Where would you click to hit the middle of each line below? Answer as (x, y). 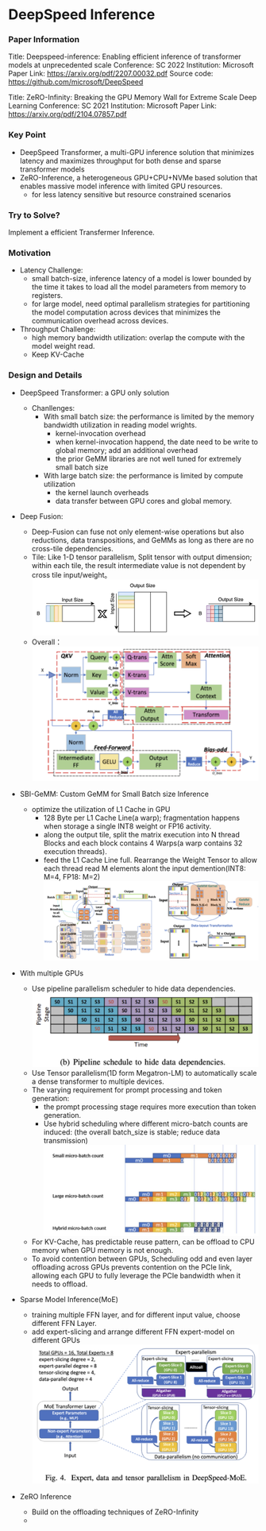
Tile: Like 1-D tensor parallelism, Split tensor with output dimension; (142, 557)
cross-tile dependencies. (72, 548)
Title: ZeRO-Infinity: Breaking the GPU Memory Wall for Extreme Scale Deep (133, 98)
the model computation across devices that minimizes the (126, 312)
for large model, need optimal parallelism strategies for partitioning (141, 304)
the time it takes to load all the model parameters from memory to (139, 287)
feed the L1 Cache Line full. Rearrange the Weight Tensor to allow (150, 860)
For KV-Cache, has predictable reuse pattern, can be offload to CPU (143, 1242)
